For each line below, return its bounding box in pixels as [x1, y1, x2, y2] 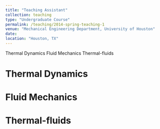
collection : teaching [5, 12, 52, 17]
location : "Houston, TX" [5, 36, 59, 41]
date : [5, 31, 17, 36]
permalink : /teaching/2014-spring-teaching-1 [5, 21, 104, 27]
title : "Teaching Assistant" [5, 7, 68, 13]
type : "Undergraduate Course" [5, 17, 70, 22]
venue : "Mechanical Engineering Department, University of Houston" [5, 27, 155, 32]
